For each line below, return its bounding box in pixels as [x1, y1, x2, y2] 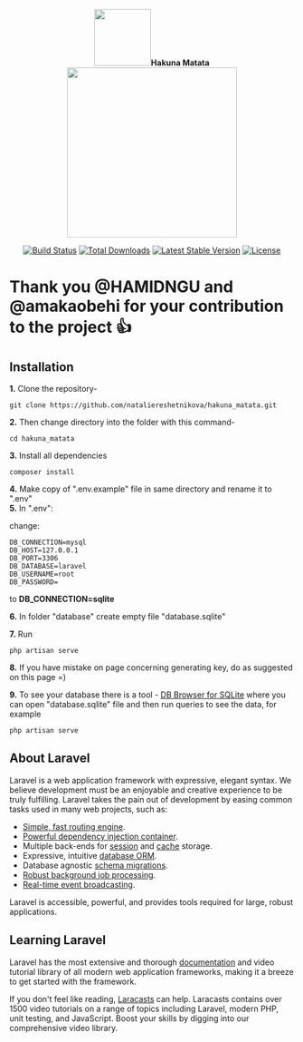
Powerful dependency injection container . [22, 831, 178, 842]
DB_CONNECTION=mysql [9, 538, 88, 547]
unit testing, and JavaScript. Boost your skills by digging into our [9, 1012, 250, 1024]
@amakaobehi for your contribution [9, 296, 284, 316]
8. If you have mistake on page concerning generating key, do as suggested [9, 662, 294, 673]
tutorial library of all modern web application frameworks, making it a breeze [9, 966, 294, 977]
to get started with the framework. [9, 976, 137, 987]
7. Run [9, 628, 33, 639]
